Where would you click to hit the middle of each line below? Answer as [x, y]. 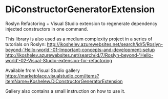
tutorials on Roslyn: [26, 44]
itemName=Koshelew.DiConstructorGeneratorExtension [64, 81]
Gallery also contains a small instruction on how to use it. [65, 91]
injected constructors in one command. [47, 29]
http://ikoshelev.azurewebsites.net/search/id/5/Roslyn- [105, 44]
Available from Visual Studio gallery [43, 70]
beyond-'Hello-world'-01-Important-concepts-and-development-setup [80, 49]
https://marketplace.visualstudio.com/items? [52, 76]
